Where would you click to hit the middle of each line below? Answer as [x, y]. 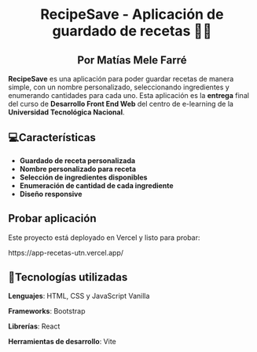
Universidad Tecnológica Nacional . [66, 112]
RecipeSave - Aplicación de [132, 15]
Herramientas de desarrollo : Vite [62, 342]
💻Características [52, 138]
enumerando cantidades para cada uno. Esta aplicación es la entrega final [129, 95]
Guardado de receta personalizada [77, 160]
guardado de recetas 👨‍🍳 [132, 31]
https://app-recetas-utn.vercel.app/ [66, 252]
